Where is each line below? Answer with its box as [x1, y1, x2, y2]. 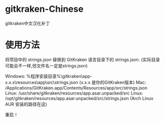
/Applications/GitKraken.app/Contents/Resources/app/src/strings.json [5, 85, 148, 91]
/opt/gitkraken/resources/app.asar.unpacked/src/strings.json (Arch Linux [5, 95, 154, 101]
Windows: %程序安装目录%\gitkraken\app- [5, 73, 93, 79]
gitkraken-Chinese [5, 3, 84, 15]
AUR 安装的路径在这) [5, 101, 47, 107]
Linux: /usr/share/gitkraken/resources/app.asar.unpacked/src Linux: [5, 90, 143, 96]
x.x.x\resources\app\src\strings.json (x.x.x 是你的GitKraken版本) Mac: [5, 79, 146, 85]
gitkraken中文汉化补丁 [5, 20, 50, 26]
